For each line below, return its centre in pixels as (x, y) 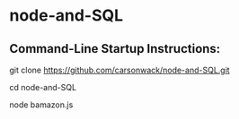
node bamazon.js (41, 105)
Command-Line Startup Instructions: (115, 49)
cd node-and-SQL (43, 87)
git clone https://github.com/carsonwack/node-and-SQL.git (120, 70)
